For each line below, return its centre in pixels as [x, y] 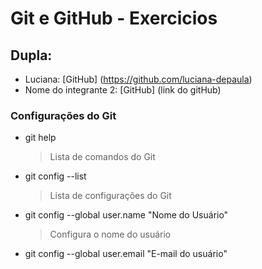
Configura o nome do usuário [110, 234]
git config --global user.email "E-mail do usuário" [126, 254]
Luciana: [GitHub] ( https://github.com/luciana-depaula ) [138, 79]
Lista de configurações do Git [110, 196]
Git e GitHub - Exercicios [114, 18]
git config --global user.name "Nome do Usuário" [126, 215]
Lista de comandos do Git [102, 157]
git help [40, 138]
